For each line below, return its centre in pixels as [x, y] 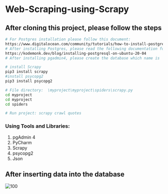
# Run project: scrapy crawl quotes [43, 113]
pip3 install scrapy [27, 72]
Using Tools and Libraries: [37, 126]
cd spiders [16, 104]
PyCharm [22, 142]
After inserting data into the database [65, 174]
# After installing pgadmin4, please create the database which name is [82, 58]
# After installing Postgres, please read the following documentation [81, 49]
